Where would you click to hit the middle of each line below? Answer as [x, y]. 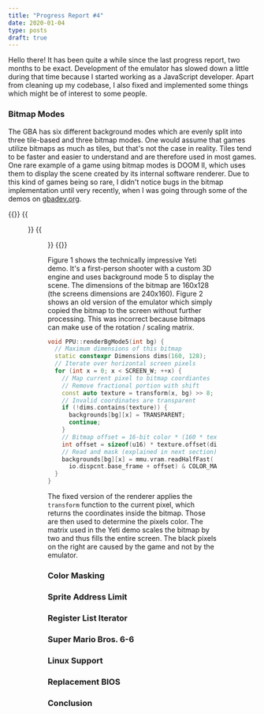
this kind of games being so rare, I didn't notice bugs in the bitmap [116, 182]
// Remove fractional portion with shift [130, 385]
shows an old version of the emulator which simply [130, 302]
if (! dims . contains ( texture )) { [115, 408]
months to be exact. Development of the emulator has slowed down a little [129, 69]
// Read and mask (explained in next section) [139, 451]
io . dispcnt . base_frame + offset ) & [127, 467]
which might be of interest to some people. [78, 94]
